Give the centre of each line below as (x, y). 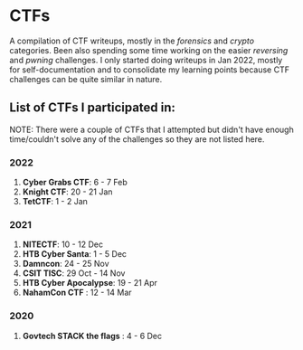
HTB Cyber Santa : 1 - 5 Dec (75, 254)
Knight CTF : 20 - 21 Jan (67, 192)
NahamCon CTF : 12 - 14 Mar (77, 293)
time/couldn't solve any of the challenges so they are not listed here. (137, 139)
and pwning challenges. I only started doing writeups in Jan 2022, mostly (146, 60)
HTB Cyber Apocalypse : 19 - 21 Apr (90, 283)
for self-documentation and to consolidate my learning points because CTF (149, 70)
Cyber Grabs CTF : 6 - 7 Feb (75, 183)
